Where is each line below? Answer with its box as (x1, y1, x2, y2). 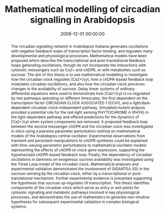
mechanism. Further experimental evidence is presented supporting (33, 175, 152, 181)
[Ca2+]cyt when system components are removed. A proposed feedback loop (10, 119, 148, 124)
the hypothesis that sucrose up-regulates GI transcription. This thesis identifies (10, 180, 149, 185)
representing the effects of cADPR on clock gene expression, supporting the (10, 147, 145, 153)
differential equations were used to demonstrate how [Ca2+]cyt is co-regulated (10, 90, 150, 96)
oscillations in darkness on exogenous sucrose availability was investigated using (10, 157, 154, 162)
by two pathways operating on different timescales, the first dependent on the (10, 95, 148, 101)
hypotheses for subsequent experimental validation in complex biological (10, 199, 139, 204)
